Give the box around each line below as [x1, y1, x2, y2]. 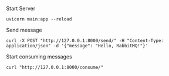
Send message [6, 26, 42, 33]
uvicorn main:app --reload [6, 16, 72, 22]
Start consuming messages [6, 53, 72, 60]
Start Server [6, 5, 36, 12]
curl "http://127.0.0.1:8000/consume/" [6, 64, 104, 70]
